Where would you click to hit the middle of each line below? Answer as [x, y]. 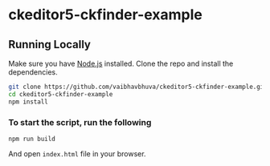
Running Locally [49, 45]
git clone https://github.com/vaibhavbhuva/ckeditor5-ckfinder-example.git [138, 87]
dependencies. [33, 72]
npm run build [32, 139]
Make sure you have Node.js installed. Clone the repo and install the [121, 63]
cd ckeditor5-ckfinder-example [61, 94]
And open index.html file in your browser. [77, 153]
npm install [28, 102]
